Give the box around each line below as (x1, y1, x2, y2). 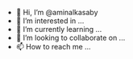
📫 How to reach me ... (15, 42, 91, 51)
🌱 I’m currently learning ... (15, 25, 102, 33)
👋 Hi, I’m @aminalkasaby (15, 8, 98, 17)
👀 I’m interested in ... (15, 16, 85, 26)
